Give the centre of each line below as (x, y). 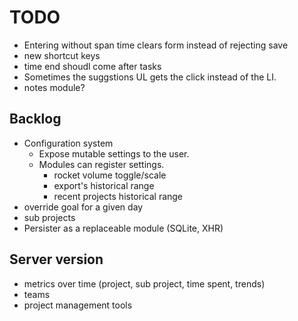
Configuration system (68, 143)
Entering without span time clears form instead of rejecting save (156, 45)
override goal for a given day (83, 207)
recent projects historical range (118, 196)
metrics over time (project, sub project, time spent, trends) (144, 283)
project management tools (78, 305)
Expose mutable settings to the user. (114, 153)
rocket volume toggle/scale (110, 175)
